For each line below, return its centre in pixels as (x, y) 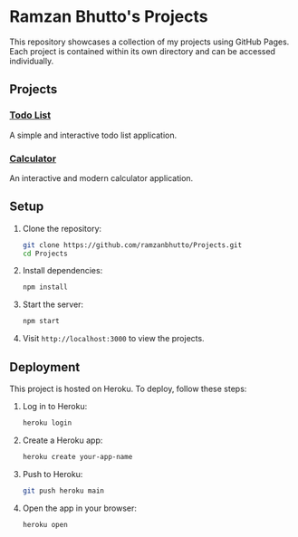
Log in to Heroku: (55, 407)
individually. (32, 61)
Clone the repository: (62, 228)
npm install (45, 287)
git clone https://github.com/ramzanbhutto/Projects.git (132, 245)
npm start (41, 321)
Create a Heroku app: (62, 440)
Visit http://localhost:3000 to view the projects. (114, 339)
